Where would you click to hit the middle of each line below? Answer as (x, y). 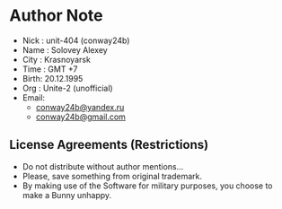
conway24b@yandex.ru (80, 107)
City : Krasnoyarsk (57, 59)
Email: (34, 97)
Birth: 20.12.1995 (53, 78)
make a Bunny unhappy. (67, 195)
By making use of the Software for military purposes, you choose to (147, 186)
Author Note (56, 16)
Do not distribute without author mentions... (103, 166)
